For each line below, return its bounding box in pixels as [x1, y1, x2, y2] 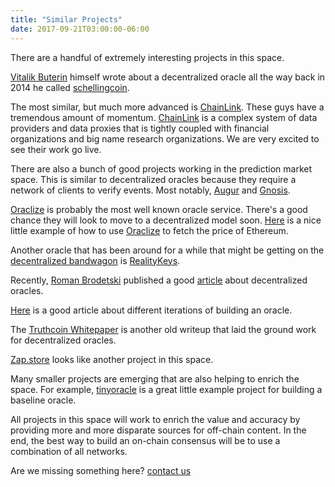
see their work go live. [10, 143, 102, 155]
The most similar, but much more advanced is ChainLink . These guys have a [10, 101, 325, 113]
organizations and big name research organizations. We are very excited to [10, 132, 320, 145]
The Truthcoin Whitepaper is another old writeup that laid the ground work [10, 323, 317, 335]
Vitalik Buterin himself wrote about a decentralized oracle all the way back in [10, 71, 326, 83]
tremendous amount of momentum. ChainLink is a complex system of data [10, 111, 318, 123]
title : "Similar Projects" [10, 14, 123, 25]
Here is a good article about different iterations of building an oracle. [10, 304, 293, 316]
